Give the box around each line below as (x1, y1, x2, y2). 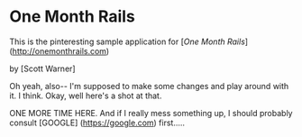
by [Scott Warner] (9, 63, 76, 74)
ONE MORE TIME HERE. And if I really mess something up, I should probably (9, 107, 293, 118)
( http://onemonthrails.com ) (9, 45, 110, 56)
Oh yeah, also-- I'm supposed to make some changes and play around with (9, 80, 289, 91)
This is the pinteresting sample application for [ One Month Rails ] (9, 36, 249, 47)
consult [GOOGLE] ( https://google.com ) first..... (9, 117, 186, 128)
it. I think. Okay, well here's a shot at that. (9, 90, 162, 101)
